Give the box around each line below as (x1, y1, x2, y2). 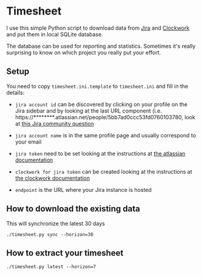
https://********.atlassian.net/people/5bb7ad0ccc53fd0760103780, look (15, 113, 195, 120)
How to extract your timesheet (6, 248, 124, 258)
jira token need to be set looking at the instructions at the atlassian (15, 149, 186, 157)
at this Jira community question (15, 120, 94, 127)
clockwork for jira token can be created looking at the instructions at (15, 168, 192, 175)
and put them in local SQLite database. (6, 30, 103, 38)
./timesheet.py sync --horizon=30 (6, 231, 94, 237)
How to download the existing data (6, 204, 141, 214)
